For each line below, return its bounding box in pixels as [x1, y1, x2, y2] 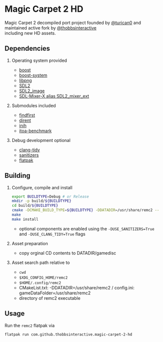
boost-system [19, 72, 48, 78]
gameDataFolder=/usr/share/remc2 [19, 290, 91, 296]
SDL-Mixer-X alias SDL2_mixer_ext [19, 93, 89, 99]
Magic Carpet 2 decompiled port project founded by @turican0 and [4, 20, 141, 26]
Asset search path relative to [11, 259, 70, 265]
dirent [19, 117, 31, 123]
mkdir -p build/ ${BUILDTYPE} [11, 199, 72, 203]
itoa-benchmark [19, 128, 52, 134]
